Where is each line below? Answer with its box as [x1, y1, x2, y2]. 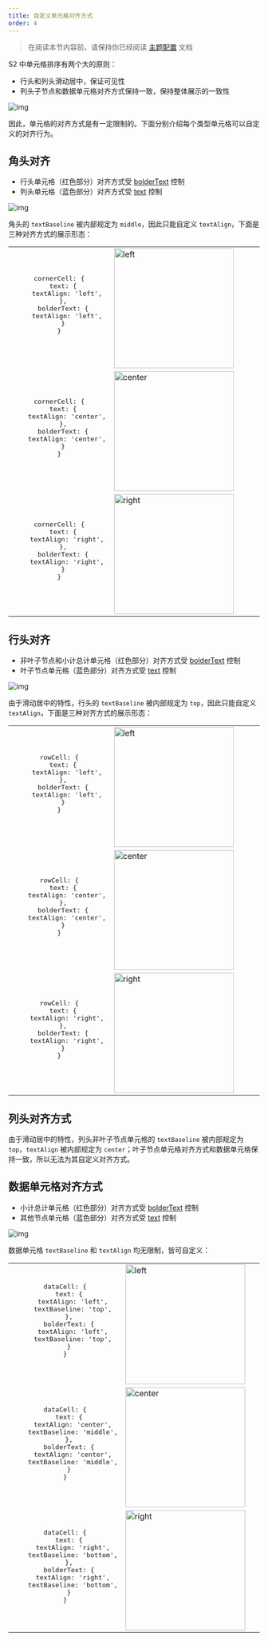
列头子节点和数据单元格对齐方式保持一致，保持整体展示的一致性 [19, 86, 230, 96]
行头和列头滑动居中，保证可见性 [19, 76, 125, 86]
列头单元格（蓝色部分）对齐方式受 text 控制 [19, 187, 163, 197]
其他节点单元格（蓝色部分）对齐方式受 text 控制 [19, 1212, 177, 1222]
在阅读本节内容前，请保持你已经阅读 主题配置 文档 [27, 42, 193, 52]
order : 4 [8, 19, 37, 27]
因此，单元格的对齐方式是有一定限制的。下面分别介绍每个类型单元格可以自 [8, 118, 253, 128]
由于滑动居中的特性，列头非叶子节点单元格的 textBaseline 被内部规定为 [8, 1134, 244, 1144]
